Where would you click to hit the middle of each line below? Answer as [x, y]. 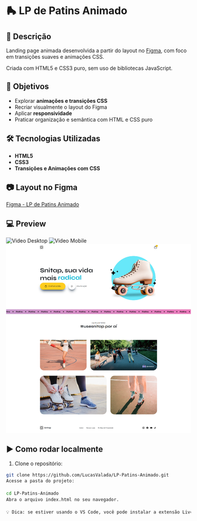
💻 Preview [26, 223]
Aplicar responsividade [43, 113]
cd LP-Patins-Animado [33, 493]
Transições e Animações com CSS [57, 168]
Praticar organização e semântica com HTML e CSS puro [84, 119]
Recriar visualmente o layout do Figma [61, 107]
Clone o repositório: [38, 463]
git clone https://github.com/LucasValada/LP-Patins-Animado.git [87, 475]
